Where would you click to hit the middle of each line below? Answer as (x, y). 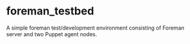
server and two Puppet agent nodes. (52, 34)
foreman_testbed (50, 11)
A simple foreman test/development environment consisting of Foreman (96, 28)
